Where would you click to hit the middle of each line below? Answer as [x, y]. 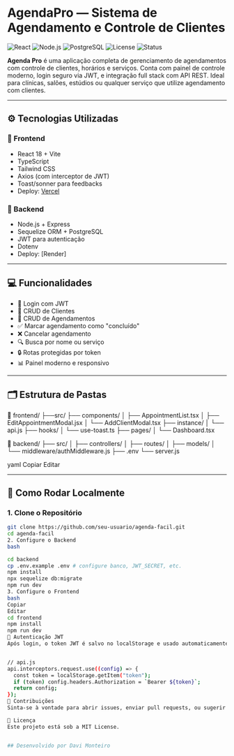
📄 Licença [22, 720]
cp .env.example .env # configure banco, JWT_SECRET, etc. [95, 566]
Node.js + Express [44, 224]
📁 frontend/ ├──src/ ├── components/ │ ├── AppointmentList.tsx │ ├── [113, 415]
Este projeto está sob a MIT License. [63, 727]
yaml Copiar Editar [34, 464]
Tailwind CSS [36, 168]
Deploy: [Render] [42, 253]
